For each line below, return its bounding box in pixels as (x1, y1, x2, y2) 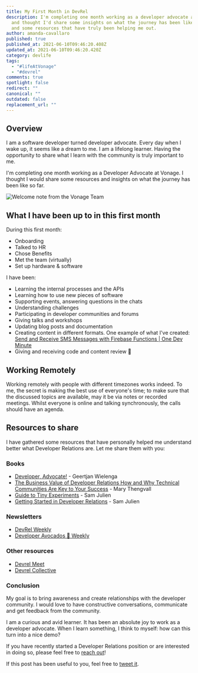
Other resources (6, 547, 54, 555)
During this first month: (6, 226, 62, 233)
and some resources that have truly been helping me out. (11, 25, 157, 31)
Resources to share (6, 423, 79, 433)
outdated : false (6, 96, 46, 102)
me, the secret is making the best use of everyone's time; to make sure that (6, 387, 190, 394)
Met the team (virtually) (14, 256, 72, 263)
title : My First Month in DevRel (6, 8, 88, 15)
